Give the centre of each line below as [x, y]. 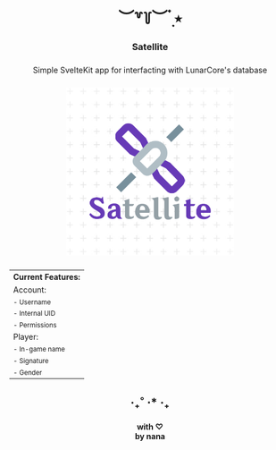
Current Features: [46, 277]
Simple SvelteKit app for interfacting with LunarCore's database [150, 70]
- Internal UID [34, 314]
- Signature [31, 361]
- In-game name [39, 350]
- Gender [28, 372]
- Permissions [35, 326]
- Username [32, 302]
